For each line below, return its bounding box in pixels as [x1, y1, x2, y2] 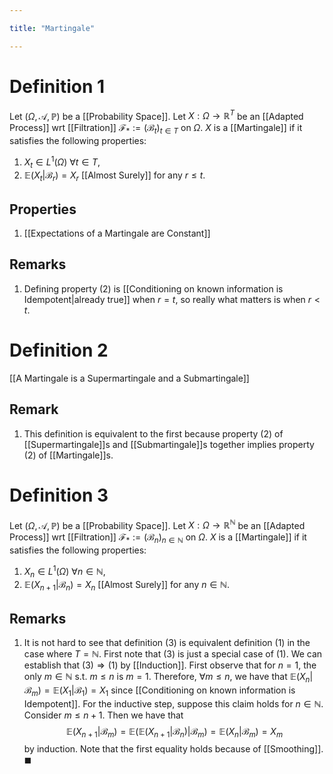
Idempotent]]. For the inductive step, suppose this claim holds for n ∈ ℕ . [23, 697, 324, 710]
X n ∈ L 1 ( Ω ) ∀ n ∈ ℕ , [23, 564, 106, 580]
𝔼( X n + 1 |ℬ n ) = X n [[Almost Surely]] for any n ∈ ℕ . [23, 579, 230, 593]
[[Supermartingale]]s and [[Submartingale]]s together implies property [23, 438, 315, 450]
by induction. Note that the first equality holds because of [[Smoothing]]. [23, 743, 324, 755]
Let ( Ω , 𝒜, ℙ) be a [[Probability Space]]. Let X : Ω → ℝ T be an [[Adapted [9, 108, 304, 122]
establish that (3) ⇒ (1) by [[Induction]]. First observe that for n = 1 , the [23, 659, 317, 671]
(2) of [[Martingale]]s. [23, 449, 114, 461]
